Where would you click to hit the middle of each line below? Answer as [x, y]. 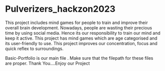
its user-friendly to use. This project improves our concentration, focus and [81, 43]
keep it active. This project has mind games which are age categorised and [81, 38]
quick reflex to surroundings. [34, 48]
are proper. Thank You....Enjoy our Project [48, 63]
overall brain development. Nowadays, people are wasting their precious [79, 27]
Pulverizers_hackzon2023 [60, 9]
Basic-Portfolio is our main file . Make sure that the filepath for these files [79, 58]
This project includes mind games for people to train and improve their [77, 23]
